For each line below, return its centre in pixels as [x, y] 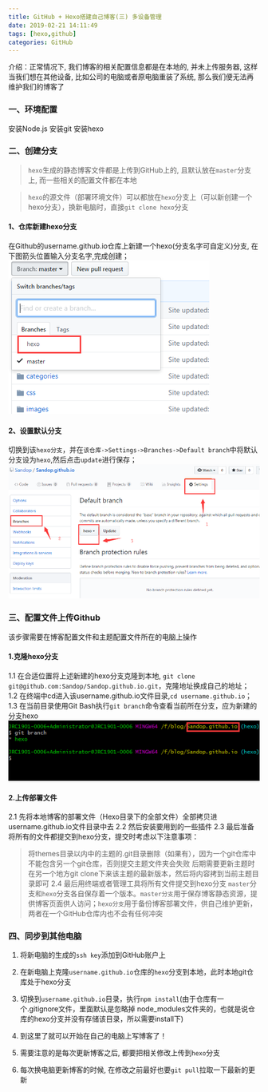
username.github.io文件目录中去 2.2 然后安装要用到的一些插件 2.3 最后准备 [132, 827]
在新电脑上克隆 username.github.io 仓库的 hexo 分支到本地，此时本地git [133, 972]
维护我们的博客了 [36, 87]
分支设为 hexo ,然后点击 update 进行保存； [73, 460]
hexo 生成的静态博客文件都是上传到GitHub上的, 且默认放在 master [132, 170]
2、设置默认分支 [35, 431]
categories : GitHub [41, 42]
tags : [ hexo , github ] [43, 34]
